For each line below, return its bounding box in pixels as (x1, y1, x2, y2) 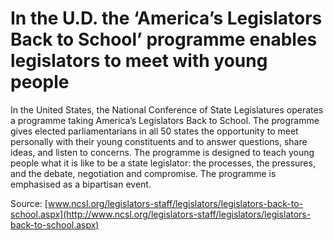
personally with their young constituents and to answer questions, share (10, 135, 308, 147)
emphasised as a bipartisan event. (10, 178, 152, 190)
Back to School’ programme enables (10, 28, 318, 51)
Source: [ (10, 197, 48, 209)
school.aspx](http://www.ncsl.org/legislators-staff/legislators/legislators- (10, 208, 312, 220)
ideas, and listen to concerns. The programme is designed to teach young (10, 146, 315, 158)
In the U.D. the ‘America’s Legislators (10, 7, 323, 30)
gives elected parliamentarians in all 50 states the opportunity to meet (10, 125, 299, 137)
